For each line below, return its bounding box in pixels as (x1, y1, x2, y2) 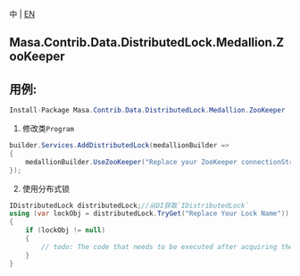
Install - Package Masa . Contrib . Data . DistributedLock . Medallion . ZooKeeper (9, 106, 286, 115)
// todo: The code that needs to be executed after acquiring (41, 242, 278, 251)
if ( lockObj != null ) (25, 226, 105, 235)
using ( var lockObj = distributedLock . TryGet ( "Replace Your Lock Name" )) (9, 209, 290, 218)
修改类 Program (21, 123, 74, 134)
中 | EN (9, 9, 36, 19)
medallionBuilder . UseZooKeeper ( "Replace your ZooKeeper (25, 157, 238, 166)
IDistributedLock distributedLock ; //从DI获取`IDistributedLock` (9, 201, 250, 210)
